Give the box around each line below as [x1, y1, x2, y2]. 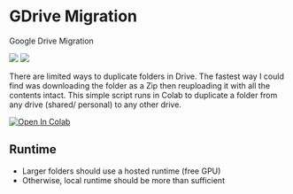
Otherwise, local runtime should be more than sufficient [21, 175, 226, 185]
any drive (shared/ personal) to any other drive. [9, 99, 181, 110]
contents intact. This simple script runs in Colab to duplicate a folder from [9, 89, 278, 100]
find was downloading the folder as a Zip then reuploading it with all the [9, 80, 271, 90]
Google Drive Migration [9, 35, 95, 46]
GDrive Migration [9, 6, 138, 27]
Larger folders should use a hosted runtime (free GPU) [21, 166, 221, 176]
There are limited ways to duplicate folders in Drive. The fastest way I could [9, 71, 285, 81]
